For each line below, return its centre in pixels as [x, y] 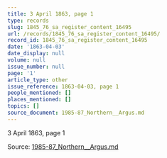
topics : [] [23, 106]
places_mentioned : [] [39, 100]
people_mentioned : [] [39, 93]
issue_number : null [36, 67]
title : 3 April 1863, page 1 [50, 14]
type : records [28, 21]
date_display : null [36, 54]
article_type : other [38, 80]
